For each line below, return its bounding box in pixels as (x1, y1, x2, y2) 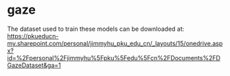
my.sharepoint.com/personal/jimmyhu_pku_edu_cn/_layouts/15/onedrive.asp (7, 39, 223, 47)
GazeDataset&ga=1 (7, 61, 62, 69)
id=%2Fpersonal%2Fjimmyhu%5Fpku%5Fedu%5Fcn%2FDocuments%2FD (7, 53, 221, 62)
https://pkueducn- (7, 31, 59, 40)
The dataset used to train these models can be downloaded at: (7, 25, 185, 33)
